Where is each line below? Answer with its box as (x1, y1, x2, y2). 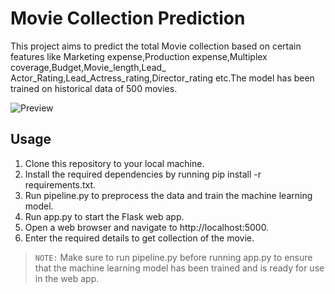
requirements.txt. (24, 178, 97, 191)
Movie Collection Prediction (10, 7, 246, 30)
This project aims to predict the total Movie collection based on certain (10, 40, 302, 52)
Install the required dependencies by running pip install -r (24, 168, 262, 180)
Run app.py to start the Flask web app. (24, 210, 185, 222)
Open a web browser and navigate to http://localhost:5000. (24, 221, 270, 233)
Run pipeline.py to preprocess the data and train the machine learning (24, 189, 313, 201)
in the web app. (34, 272, 100, 284)
